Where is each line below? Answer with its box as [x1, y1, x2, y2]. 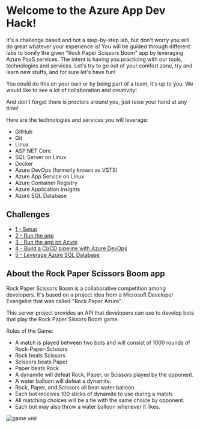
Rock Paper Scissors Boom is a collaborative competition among [6, 285, 166, 292]
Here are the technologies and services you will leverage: [6, 116, 148, 124]
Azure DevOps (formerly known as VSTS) [14, 166, 118, 174]
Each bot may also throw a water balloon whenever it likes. [14, 403, 160, 410]
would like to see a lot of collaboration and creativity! [6, 86, 137, 93]
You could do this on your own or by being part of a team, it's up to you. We [6, 80, 193, 87]
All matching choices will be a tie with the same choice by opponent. [14, 396, 185, 404]
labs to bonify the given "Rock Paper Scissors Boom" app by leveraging [6, 49, 184, 56]
